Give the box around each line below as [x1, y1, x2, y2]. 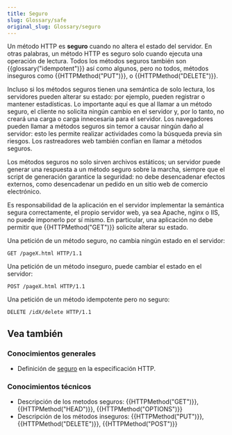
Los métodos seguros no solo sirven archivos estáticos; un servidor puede [7, 158, 221, 166]
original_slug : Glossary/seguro [7, 23, 101, 30]
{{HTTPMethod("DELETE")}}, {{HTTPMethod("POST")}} [17, 420, 179, 428]
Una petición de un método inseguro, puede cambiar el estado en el [7, 262, 202, 271]
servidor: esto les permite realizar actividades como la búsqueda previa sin [7, 129, 222, 138]
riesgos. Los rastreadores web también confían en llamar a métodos [7, 137, 203, 145]
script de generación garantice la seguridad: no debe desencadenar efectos [7, 173, 226, 181]
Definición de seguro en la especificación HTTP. [17, 365, 156, 373]
